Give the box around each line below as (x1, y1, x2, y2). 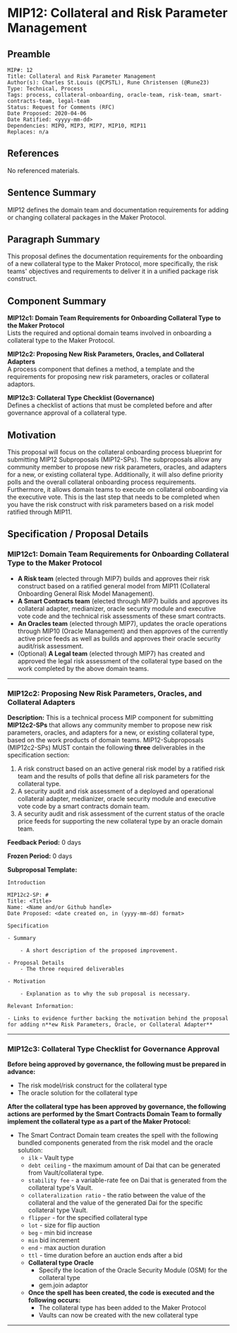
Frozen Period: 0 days (7, 852, 73, 860)
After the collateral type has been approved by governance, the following (7, 1102, 226, 1111)
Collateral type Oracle (28, 1258, 94, 1267)
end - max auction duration (28, 1243, 106, 1252)
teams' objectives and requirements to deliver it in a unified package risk (7, 267, 219, 276)
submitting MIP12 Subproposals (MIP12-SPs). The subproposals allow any (7, 455, 222, 464)
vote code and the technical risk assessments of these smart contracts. (17, 612, 226, 620)
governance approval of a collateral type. (7, 409, 127, 417)
